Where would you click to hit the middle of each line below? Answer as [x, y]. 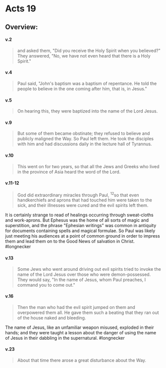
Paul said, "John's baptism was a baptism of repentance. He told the [87, 83]
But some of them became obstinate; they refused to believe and [83, 133]
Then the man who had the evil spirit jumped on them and [76, 307]
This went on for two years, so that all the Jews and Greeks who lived [88, 166]
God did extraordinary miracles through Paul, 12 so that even [78, 194]
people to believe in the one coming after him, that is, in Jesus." [82, 89]
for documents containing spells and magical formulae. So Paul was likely [80, 231]
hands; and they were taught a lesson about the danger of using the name [81, 332]
